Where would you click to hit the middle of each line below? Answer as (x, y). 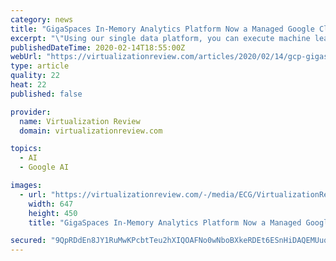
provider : (31, 112)
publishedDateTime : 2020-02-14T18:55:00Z (98, 47)
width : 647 (51, 204)
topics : (26, 149)
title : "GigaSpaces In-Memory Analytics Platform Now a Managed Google (162, 29)
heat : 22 (28, 85)
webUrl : (26, 57)
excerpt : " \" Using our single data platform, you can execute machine (160, 38)
